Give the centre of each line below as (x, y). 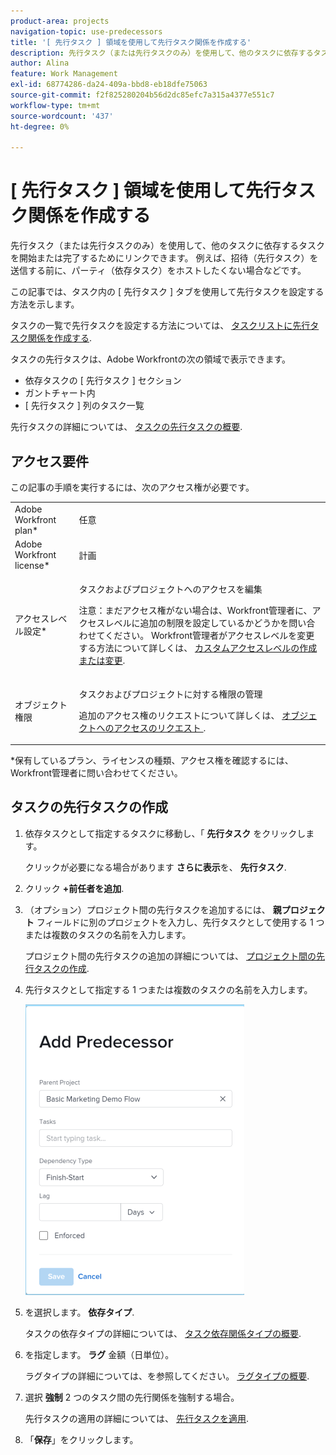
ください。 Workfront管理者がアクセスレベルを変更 (209, 636)
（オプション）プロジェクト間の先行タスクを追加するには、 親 (153, 909)
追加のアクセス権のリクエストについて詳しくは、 (179, 715)
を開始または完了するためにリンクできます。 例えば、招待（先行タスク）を (164, 258)
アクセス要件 (49, 461)
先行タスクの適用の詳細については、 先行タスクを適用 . (137, 1418)
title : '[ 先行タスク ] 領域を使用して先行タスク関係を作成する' (131, 42)
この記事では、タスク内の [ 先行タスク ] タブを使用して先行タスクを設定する (167, 292)
